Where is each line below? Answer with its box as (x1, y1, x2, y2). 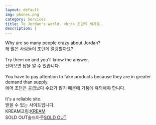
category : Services (5, 17, 46, 22)
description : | (5, 26, 37, 31)
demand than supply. (5, 79, 49, 85)
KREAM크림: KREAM (5, 108, 46, 114)
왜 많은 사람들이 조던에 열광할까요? (5, 46, 74, 52)
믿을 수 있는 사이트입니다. (5, 102, 55, 108)
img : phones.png (5, 12, 39, 17)
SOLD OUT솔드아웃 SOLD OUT (5, 114, 67, 120)
